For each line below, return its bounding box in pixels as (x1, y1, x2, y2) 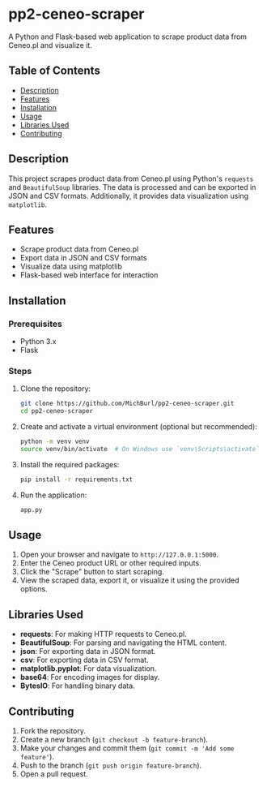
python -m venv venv (19, 437, 90, 446)
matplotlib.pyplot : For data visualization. (19, 664, 157, 673)
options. (19, 584, 48, 594)
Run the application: (19, 490, 87, 500)
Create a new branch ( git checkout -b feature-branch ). (19, 735, 209, 745)
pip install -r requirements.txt (19, 475, 133, 484)
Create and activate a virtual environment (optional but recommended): (19, 422, 257, 432)
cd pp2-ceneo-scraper (19, 407, 93, 415)
